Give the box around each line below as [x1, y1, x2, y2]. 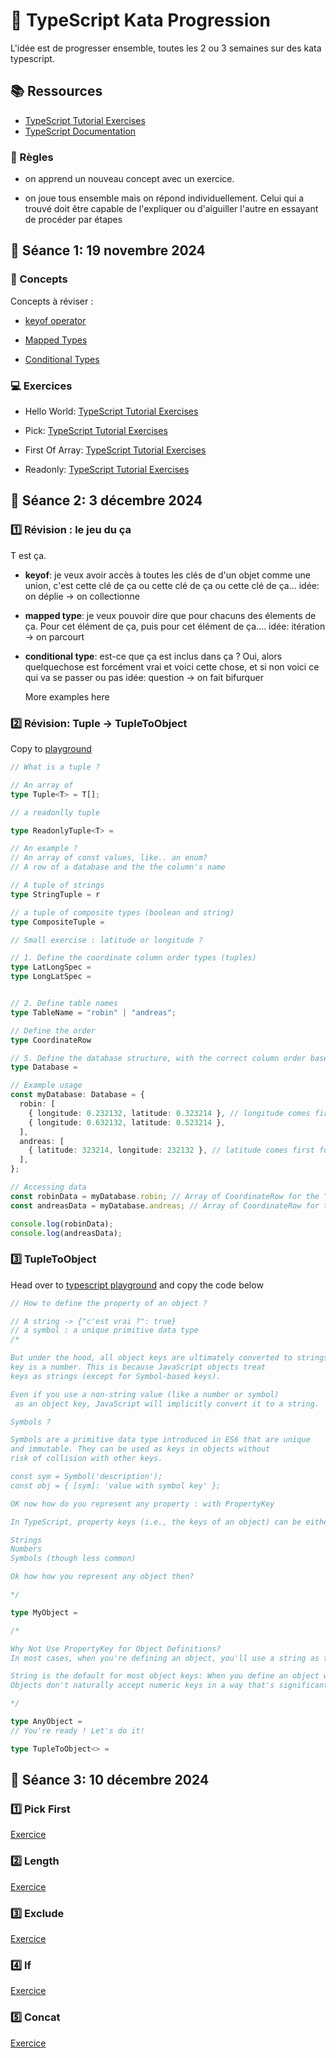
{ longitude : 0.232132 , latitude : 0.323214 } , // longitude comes [28, 1108, 311, 1118]
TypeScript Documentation [24, 125, 137, 137]
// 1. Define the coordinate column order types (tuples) [10, 953, 257, 963]
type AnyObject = [10, 1717, 83, 1727]
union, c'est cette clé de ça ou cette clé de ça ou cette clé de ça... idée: [24, 579, 320, 591]
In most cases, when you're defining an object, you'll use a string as [10, 1653, 320, 1663]
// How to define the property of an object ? [10, 1298, 208, 1308]
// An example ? [10, 844, 78, 854]
